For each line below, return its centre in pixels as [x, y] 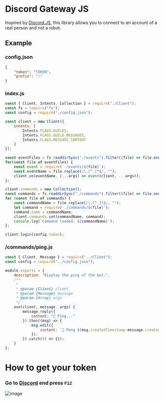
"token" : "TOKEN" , [32, 72]
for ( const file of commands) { [38, 199]
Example [19, 43]
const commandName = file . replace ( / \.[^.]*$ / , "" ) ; [67, 203]
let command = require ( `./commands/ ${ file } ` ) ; [62, 207]
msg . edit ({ [42, 325]
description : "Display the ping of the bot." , [62, 275]
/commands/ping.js [29, 247]
